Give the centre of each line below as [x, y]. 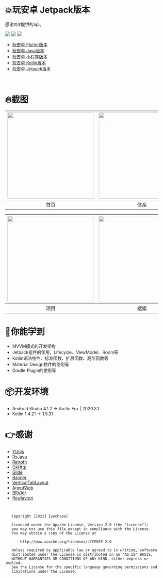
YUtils [18, 451]
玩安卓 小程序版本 [30, 57]
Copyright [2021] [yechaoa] [40, 516]
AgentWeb [23, 487]
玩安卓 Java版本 [28, 50]
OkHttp [19, 467]
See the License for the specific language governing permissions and [84, 567]
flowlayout [22, 498]
